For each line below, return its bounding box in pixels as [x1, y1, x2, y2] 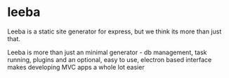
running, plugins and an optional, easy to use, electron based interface [7, 55, 212, 63]
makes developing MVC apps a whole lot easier [7, 63, 145, 71]
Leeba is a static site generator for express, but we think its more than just [7, 27, 222, 36]
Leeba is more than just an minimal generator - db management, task [7, 48, 207, 56]
